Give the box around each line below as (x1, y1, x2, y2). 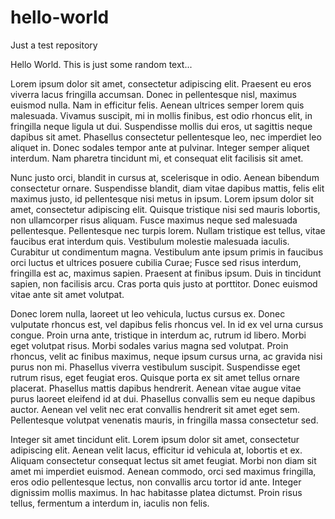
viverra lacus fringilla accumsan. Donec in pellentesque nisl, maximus (10, 88, 297, 100)
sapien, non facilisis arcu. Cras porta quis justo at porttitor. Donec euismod (10, 277, 318, 290)
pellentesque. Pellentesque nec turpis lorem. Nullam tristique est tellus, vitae (10, 224, 326, 236)
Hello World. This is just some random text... (10, 58, 193, 70)
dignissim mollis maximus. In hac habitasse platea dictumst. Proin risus (10, 486, 303, 498)
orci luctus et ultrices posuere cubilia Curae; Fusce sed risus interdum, (10, 256, 302, 268)
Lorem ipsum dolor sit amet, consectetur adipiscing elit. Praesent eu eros (10, 77, 312, 90)
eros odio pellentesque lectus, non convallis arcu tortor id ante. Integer (10, 476, 302, 488)
